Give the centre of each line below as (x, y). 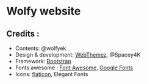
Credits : (23, 34)
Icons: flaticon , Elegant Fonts (52, 74)
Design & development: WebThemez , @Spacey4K (78, 55)
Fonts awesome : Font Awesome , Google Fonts (74, 68)
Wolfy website (44, 11)
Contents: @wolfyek (41, 48)
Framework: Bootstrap (43, 61)
